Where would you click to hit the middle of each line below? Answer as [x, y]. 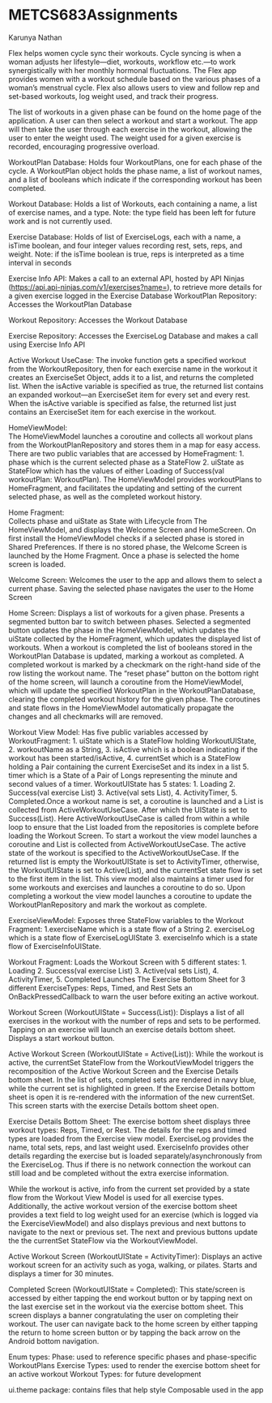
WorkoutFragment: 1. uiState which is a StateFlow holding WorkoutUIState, [132, 740]
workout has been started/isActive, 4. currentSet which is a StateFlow [125, 758]
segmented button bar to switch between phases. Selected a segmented [130, 621]
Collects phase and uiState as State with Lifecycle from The [108, 520]
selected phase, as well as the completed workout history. [105, 496]
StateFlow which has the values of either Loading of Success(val [117, 471]
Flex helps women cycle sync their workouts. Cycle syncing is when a [125, 53]
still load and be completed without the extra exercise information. [119, 1173]
